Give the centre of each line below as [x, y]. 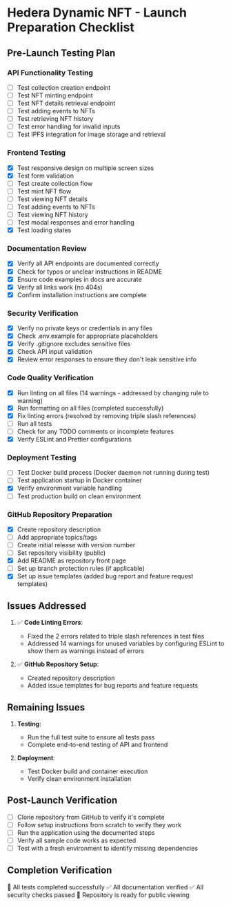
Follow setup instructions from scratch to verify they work [99, 824]
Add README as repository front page [71, 560]
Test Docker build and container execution [88, 771]
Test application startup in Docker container [80, 480]
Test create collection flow [55, 183]
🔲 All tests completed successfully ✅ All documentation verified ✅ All [106, 887]
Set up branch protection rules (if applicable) [81, 569]
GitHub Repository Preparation [60, 514]
